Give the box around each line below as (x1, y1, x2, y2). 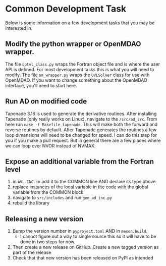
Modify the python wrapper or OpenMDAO (5, 40, 141, 48)
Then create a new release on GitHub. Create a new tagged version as (12, 244, 159, 250)
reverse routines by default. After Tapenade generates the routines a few (5, 127, 157, 133)
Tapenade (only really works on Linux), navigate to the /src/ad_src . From (5, 116, 157, 122)
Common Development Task (5, 3, 127, 15)
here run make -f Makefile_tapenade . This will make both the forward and (5, 121, 158, 127)
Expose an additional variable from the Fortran (5, 157, 154, 166)
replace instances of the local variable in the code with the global (12, 184, 148, 190)
